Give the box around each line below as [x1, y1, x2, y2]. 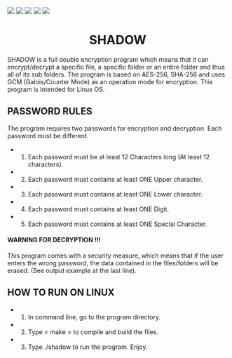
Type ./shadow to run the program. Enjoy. [27, 343, 148, 351]
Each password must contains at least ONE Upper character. [27, 175, 203, 183]
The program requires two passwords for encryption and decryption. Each [7, 124, 222, 133]
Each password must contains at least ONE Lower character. [27, 190, 203, 198]
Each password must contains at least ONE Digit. [27, 204, 170, 213]
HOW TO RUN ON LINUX [7, 286, 115, 298]
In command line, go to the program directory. [27, 312, 161, 321]
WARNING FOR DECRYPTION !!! [7, 236, 102, 244]
